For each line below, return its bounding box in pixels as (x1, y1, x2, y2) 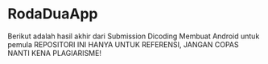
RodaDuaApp (7, 5, 98, 23)
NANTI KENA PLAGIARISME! (7, 48, 102, 58)
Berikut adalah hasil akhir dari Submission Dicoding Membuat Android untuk (7, 31, 260, 41)
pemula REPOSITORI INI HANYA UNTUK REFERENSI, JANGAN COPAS (7, 39, 239, 49)
